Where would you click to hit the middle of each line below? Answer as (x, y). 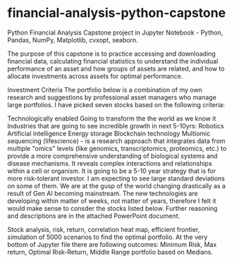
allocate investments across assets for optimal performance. (95, 76)
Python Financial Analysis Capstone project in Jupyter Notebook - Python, (115, 32)
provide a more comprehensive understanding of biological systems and (112, 156)
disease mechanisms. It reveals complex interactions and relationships (110, 163)
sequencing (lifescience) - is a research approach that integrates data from (116, 141)
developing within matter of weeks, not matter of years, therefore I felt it (112, 201)
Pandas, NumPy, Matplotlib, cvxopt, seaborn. (73, 39)
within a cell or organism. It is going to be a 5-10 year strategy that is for (112, 171)
